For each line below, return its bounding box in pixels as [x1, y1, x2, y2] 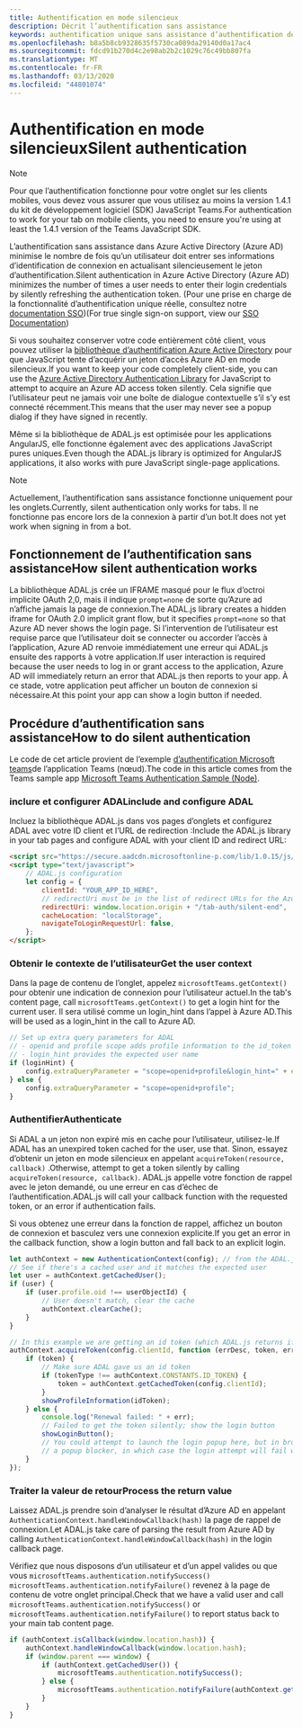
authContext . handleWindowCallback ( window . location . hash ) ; [25, 1643, 247, 1652]
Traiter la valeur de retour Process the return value [9, 1484, 233, 1497]
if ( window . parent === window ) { [25, 1652, 151, 1661]
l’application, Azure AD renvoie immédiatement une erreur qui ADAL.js [9, 642, 269, 653]
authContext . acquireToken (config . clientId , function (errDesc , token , [9, 1346, 280, 1355]
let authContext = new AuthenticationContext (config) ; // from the [9, 1254, 268, 1264]
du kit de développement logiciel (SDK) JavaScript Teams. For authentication [9, 204, 292, 215]
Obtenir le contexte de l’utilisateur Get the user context [9, 957, 253, 970]
